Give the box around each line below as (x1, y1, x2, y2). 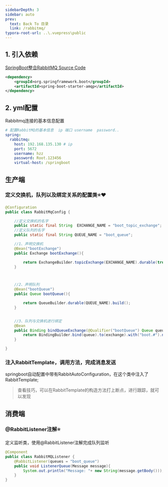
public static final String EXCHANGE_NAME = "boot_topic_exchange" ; (14, 223, 162, 228)
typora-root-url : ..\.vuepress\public (5, 30, 86, 35)
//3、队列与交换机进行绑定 (14, 318, 62, 323)
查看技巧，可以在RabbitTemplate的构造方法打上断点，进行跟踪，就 (17, 387, 155, 393)
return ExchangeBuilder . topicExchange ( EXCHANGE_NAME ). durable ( (23, 259, 157, 265)
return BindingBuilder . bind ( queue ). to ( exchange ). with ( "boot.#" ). (23, 332, 162, 337)
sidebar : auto (5, 12, 35, 17)
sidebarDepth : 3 (5, 7, 39, 12)
